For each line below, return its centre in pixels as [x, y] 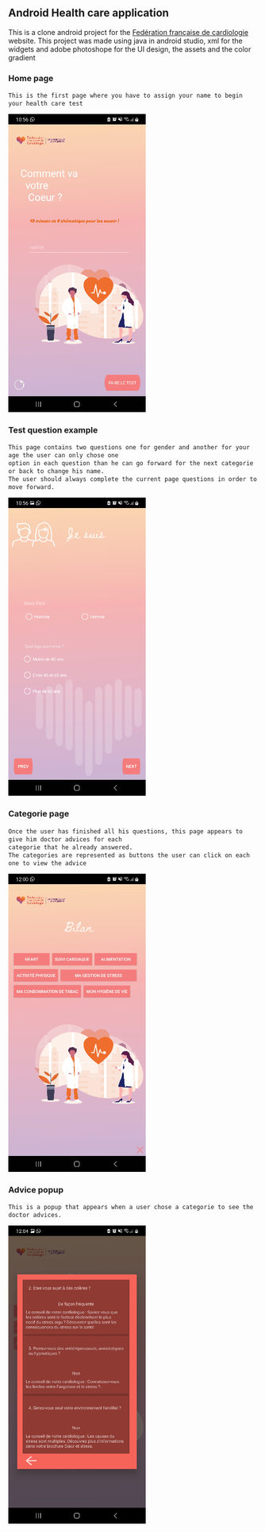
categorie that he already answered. [71, 847]
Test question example [53, 430]
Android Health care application [88, 13]
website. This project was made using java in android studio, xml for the [126, 41]
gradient [22, 57]
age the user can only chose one [63, 456]
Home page [31, 78]
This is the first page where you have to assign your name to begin [126, 96]
